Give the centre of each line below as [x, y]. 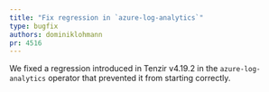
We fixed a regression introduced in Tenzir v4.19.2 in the [114, 69]
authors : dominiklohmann [56, 34]
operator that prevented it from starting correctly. [139, 78]
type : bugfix [34, 26]
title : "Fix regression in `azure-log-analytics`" [107, 18]
